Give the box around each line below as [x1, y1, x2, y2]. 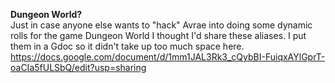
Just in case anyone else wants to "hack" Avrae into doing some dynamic [10, 19, 313, 31]
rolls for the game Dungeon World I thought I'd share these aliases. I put [10, 30, 307, 41]
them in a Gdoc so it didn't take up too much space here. [10, 40, 245, 52]
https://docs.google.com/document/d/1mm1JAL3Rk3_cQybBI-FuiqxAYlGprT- [10, 51, 326, 63]
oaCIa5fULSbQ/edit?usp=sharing [10, 62, 147, 73]
